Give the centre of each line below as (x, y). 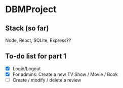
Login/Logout (27, 68)
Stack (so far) (27, 28)
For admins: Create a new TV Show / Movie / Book (65, 74)
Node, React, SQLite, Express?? (38, 40)
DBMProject (31, 9)
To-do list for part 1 (36, 56)
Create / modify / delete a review (47, 80)
